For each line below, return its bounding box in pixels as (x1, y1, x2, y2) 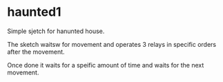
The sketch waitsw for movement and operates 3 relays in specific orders (7, 40, 216, 48)
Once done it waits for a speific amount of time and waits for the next (7, 61, 204, 69)
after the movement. (7, 48, 65, 56)
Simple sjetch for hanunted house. (7, 27, 105, 35)
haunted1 (7, 4, 61, 20)
